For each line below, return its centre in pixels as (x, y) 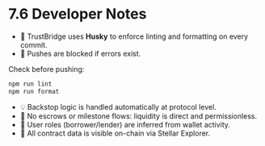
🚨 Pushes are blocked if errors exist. (80, 53)
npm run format (34, 91)
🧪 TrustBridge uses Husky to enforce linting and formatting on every (134, 36)
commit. (34, 44)
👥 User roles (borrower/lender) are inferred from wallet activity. (125, 124)
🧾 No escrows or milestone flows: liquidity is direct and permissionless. (139, 116)
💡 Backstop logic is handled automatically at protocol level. (118, 106)
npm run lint (30, 84)
